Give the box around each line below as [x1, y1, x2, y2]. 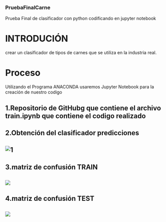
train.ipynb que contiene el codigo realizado [5, 112, 146, 120]
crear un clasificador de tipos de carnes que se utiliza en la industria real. [5, 50, 157, 56]
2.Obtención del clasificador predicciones [5, 129, 139, 137]
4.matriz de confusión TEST [5, 194, 95, 202]
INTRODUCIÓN [5, 33, 69, 44]
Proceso [5, 67, 41, 79]
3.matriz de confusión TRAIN [5, 163, 98, 171]
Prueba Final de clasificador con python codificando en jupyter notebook [5, 16, 156, 22]
